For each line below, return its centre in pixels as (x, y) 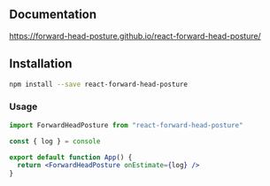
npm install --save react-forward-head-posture (99, 84)
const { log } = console (55, 141)
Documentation (53, 15)
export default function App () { (71, 157)
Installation (41, 64)
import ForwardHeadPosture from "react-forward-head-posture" (126, 125)
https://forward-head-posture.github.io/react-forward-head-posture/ (135, 35)
